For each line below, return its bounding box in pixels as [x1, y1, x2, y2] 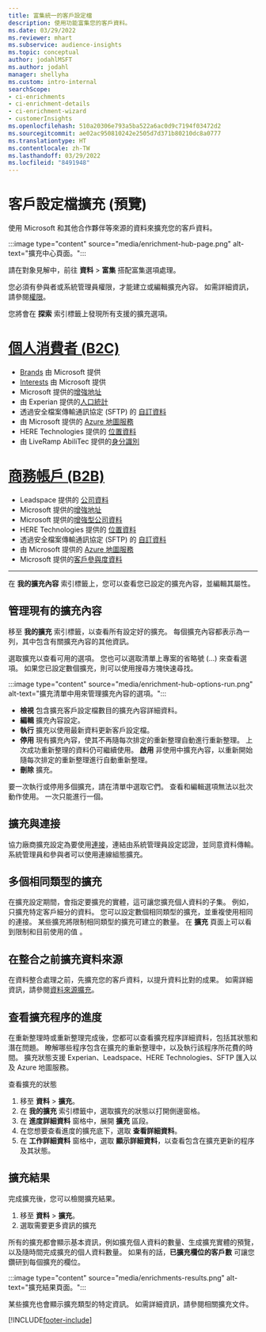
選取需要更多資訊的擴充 [19, 1220, 97, 1230]
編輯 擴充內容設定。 [19, 715, 85, 725]
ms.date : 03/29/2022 [8, 26, 77, 34]
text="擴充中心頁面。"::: [8, 249, 87, 258]
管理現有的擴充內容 [8, 604, 102, 618]
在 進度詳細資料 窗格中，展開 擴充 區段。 [19, 1116, 153, 1125]
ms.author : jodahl [8, 63, 69, 71]
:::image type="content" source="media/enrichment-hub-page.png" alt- [8, 239, 245, 249]
